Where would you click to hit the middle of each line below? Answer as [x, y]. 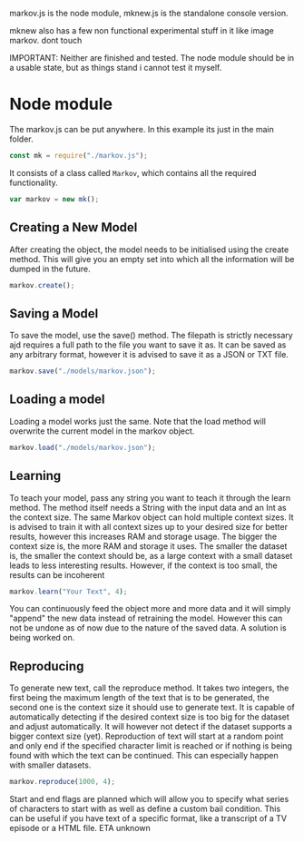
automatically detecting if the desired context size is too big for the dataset [150, 717]
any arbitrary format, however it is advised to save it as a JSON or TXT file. [149, 355]
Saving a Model [54, 313]
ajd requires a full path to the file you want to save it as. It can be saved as [148, 345]
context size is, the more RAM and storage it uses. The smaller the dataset [148, 546]
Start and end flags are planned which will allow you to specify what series [149, 799]
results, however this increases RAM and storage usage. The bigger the [143, 536]
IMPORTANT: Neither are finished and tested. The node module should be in [152, 58]
